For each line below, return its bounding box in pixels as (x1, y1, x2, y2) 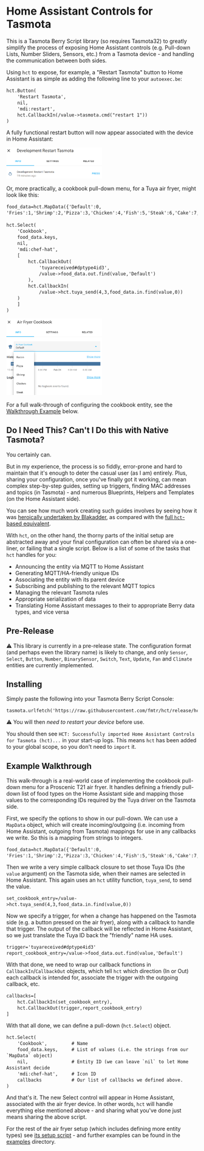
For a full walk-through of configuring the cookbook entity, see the (6, 401, 173, 408)
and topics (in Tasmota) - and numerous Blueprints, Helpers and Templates (6, 489, 194, 496)
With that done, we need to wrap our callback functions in (6, 961, 152, 968)
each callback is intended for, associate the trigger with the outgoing (6, 974, 178, 982)
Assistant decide (6, 1065, 50, 1071)
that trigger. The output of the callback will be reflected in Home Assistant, (6, 925, 193, 933)
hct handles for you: (6, 551, 56, 558)
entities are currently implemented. (6, 661, 94, 668)
